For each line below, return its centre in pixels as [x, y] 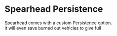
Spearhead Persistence [54, 9]
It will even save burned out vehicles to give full [53, 28]
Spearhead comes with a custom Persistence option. [58, 23]
